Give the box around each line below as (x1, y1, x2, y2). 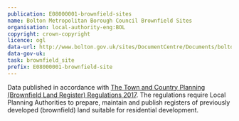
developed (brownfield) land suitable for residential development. (7, 105, 199, 114)
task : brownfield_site (7, 57, 75, 64)
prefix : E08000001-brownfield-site (7, 63, 113, 70)
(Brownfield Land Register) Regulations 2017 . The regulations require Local (7, 90, 226, 99)
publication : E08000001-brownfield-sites (7, 10, 132, 18)
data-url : (7, 43, 37, 51)
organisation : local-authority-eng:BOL (7, 23, 126, 31)
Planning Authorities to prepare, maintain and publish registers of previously (7, 98, 230, 107)
